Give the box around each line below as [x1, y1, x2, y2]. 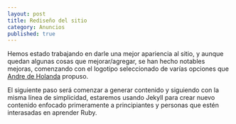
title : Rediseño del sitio [7, 17, 87, 24]
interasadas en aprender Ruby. [7, 108, 97, 117]
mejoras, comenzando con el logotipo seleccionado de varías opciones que [7, 64, 230, 73]
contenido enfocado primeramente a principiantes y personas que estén [7, 101, 219, 110]
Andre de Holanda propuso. [7, 72, 89, 81]
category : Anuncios [7, 23, 65, 30]
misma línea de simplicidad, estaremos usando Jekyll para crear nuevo [7, 94, 215, 102]
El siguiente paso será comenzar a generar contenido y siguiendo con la [7, 86, 219, 94]
